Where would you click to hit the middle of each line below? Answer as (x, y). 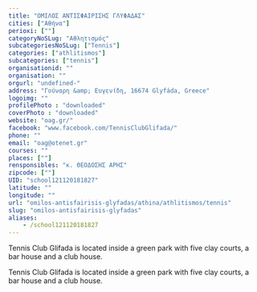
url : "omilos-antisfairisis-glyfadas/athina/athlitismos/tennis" (120, 203)
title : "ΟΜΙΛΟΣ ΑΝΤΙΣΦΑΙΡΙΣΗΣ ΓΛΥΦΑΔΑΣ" (77, 16)
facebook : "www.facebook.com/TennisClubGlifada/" (93, 128)
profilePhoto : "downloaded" (57, 105)
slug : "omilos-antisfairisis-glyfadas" (75, 210)
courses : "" (28, 150)
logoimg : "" (28, 98)
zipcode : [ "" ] (32, 173)
